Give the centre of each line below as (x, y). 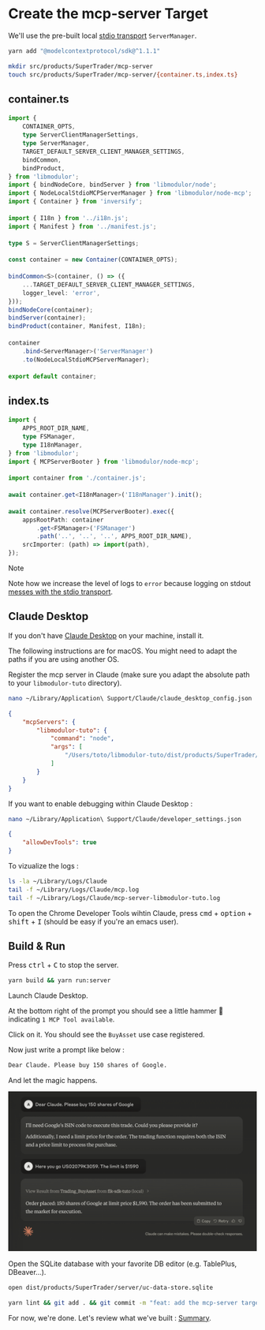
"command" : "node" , (82, 738)
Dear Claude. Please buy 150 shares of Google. (88, 1066)
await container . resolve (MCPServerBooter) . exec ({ (91, 511)
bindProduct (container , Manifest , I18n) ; (77, 327)
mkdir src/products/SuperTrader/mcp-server (81, 66)
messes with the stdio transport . (60, 592)
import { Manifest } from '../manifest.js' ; (82, 226)
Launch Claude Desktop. (48, 996)
